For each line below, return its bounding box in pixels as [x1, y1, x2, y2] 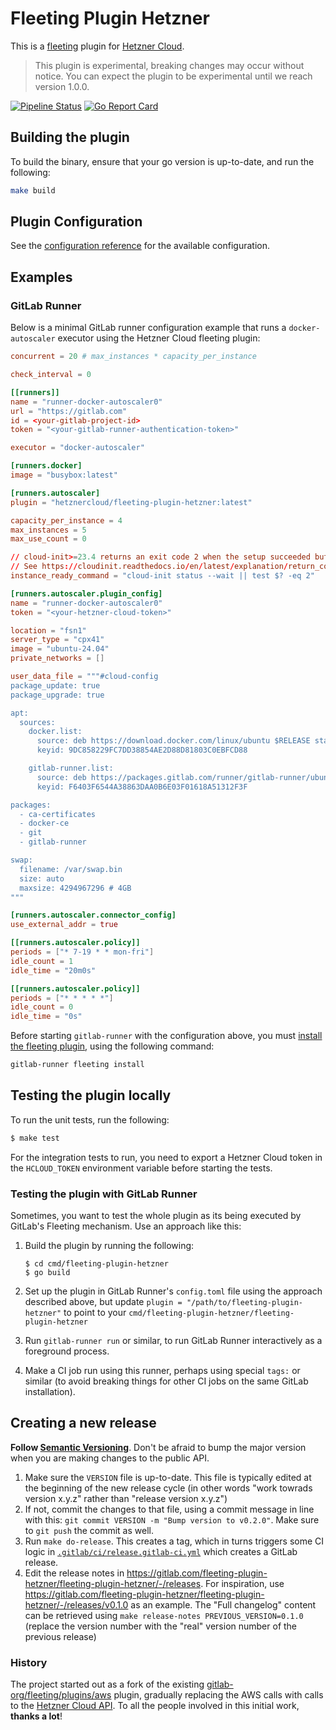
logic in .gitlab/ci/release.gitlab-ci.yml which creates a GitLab [24, 1545, 298, 1557]
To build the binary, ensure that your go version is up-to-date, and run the [10, 155, 315, 167]
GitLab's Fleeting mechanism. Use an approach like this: [10, 1220, 242, 1232]
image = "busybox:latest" [10, 470, 118, 480]
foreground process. [24, 1345, 110, 1357]
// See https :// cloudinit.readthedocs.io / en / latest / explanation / [10, 562, 288, 572]
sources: [19, 717, 56, 727]
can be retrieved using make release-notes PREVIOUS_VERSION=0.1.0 [24, 1609, 304, 1621]
